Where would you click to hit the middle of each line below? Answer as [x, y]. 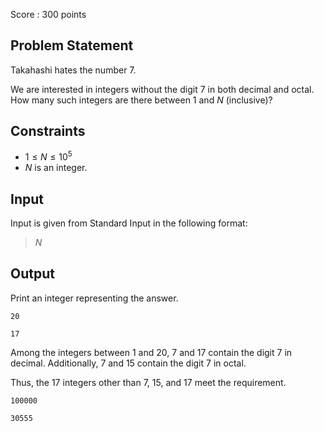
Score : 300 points [48, 14]
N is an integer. [56, 168]
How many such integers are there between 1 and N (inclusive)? [141, 100]
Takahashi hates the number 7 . [73, 70]
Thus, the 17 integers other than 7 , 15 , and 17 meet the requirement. [148, 382]
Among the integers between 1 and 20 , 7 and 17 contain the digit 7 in [151, 352]
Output [32, 274]
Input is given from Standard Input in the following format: [129, 223]
